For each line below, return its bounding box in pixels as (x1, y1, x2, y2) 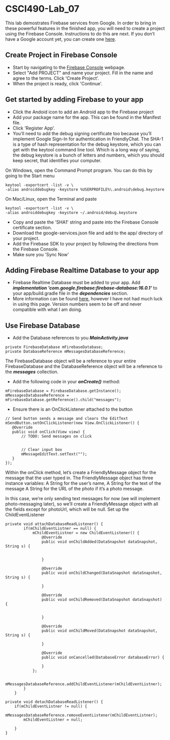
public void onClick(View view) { (12, 429, 85, 435)
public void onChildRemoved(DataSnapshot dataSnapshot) (41, 597, 162, 602)
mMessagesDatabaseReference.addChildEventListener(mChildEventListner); (5, 682, 162, 687)
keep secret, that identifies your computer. (12, 157, 101, 163)
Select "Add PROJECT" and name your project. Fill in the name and (12, 70, 153, 76)
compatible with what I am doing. (12, 306, 82, 313)
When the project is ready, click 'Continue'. (12, 80, 103, 86)
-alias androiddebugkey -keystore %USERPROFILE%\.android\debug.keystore (5, 187, 165, 192)
